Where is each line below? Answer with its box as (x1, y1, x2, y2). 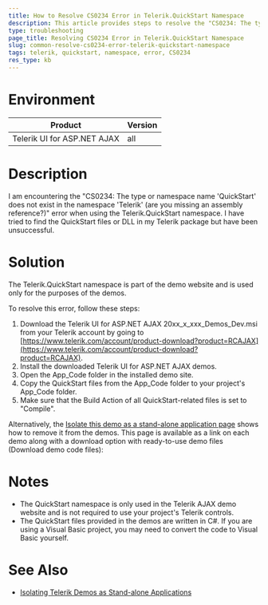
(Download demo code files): (8, 445, 104, 454)
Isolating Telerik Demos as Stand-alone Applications (19, 587, 192, 597)
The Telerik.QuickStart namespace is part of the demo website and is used (8, 279, 254, 289)
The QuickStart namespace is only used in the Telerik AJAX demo (19, 499, 237, 508)
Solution (8, 253, 65, 271)
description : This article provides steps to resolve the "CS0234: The (8, 19, 251, 27)
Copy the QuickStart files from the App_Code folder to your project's (19, 378, 246, 388)
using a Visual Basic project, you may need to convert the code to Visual (19, 524, 258, 534)
